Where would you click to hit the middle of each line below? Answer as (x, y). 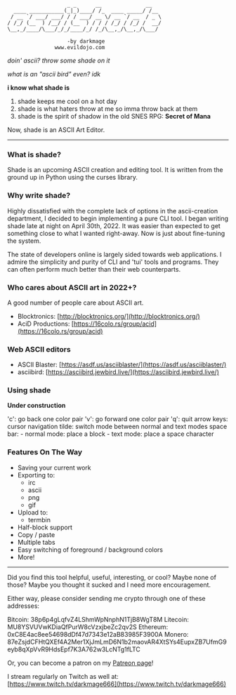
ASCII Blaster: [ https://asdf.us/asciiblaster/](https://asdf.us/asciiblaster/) (122, 365)
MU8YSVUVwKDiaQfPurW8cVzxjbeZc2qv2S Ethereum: (88, 627)
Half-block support (45, 527)
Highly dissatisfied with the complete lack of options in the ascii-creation (113, 211)
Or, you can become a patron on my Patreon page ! (80, 663)
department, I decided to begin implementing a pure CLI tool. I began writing (118, 218)
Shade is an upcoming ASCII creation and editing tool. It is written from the (115, 170)
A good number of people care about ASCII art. (76, 303)
